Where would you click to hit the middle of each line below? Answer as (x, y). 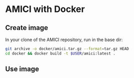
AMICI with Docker (45, 9)
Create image (27, 28)
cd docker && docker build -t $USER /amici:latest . (60, 53)
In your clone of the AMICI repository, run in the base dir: (64, 39)
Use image (22, 69)
